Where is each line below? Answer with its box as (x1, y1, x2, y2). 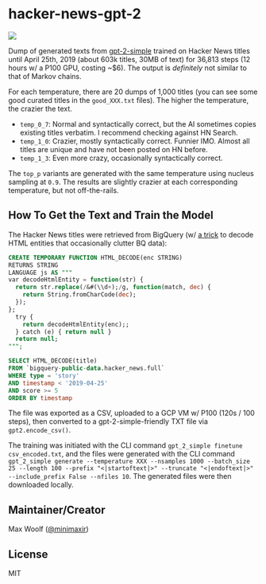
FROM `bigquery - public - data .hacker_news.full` (8, 364, 165, 372)
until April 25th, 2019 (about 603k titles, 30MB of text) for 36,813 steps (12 (8, 54, 251, 64)
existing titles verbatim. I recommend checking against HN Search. (19, 127, 238, 137)
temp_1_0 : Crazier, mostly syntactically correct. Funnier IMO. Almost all (19, 136, 250, 146)
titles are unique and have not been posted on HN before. (19, 144, 208, 154)
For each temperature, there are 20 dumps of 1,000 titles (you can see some (8, 87, 258, 96)
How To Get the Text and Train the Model (8, 209, 214, 222)
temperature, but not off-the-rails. (8, 185, 119, 195)
